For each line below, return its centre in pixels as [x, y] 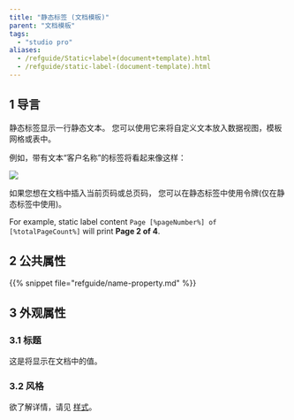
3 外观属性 [38, 313]
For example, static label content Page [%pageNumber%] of [113, 221]
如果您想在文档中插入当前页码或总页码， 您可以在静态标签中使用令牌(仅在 [143, 193]
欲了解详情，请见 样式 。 [53, 407]
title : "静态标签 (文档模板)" [60, 17]
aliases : [25, 50]
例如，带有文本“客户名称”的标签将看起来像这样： [98, 157]
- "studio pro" [45, 42]
